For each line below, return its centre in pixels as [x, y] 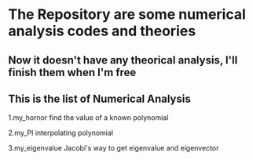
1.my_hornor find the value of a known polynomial [88, 118]
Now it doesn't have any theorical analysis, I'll [123, 60]
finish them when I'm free [72, 72]
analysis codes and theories [102, 31]
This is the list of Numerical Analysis [99, 98]
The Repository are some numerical [127, 15]
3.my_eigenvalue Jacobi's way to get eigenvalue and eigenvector [114, 148]
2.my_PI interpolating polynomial [61, 133]
